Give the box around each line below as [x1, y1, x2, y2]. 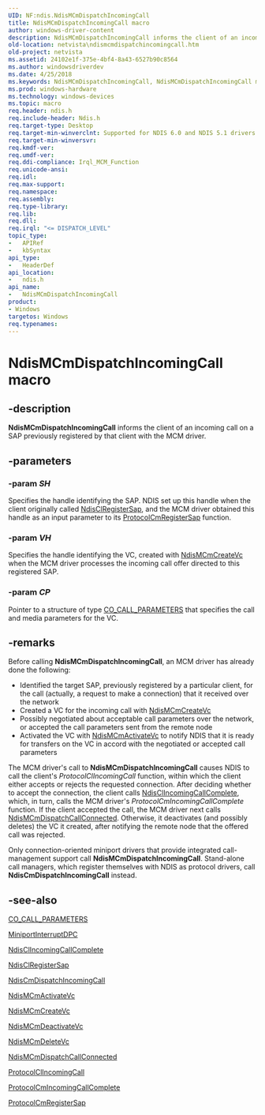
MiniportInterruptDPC [8, 929, 78, 940]
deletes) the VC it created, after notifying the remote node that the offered [8, 822, 248, 832]
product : [8, 298, 37, 306]
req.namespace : [8, 187, 58, 196]
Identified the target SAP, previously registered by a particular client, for [19, 681, 254, 690]
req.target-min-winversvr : [8, 136, 97, 145]
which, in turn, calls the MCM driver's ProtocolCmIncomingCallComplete [8, 797, 244, 806]
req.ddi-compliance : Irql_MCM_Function [8, 159, 140, 167]
